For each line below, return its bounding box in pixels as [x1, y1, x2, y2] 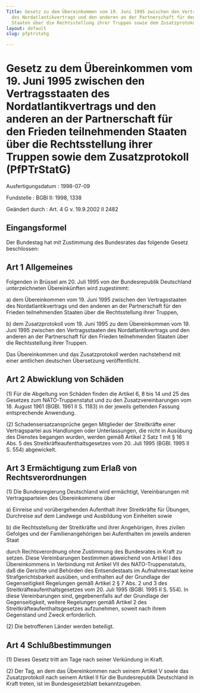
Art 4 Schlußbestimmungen [6, 640, 112, 650]
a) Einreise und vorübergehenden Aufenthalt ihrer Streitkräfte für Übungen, [6, 506, 190, 513]
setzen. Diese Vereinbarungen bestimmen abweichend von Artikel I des [6, 554, 182, 561]
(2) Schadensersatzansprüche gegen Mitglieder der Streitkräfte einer [6, 420, 176, 427]
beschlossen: [6, 245, 39, 252]
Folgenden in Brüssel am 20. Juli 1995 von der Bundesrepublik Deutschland [6, 278, 192, 285]
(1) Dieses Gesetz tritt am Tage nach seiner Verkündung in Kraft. [6, 656, 164, 663]
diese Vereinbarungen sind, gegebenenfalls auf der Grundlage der [6, 592, 169, 600]
